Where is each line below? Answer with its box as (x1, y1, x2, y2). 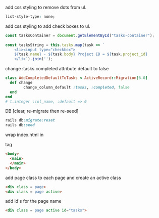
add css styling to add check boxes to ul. (5, 23, 91, 29)
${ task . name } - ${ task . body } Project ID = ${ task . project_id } (14, 52, 148, 57)
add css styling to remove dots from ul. (5, 5, 87, 10)
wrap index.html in (5, 132, 44, 138)
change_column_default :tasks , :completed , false (23, 84, 130, 90)
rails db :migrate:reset (5, 118, 56, 123)
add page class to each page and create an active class (5, 175, 121, 181)
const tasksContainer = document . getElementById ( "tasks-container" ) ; (5, 33, 155, 38)
